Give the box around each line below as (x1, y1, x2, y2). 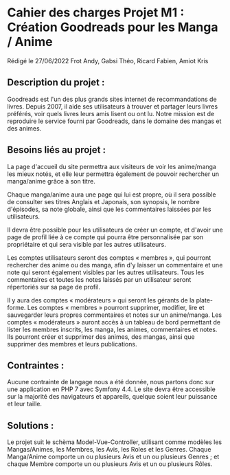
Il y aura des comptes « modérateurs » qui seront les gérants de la (7, 296, 195, 304)
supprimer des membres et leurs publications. (7, 340, 137, 348)
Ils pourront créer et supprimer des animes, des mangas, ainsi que (7, 332, 195, 341)
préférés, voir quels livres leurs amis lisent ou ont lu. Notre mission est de (7, 109, 215, 118)
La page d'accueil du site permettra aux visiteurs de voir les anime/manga (7, 162, 216, 170)
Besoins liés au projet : (7, 144, 106, 156)
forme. (7, 303, 26, 311)
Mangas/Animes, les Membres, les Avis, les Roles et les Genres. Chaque (7, 445, 211, 454)
